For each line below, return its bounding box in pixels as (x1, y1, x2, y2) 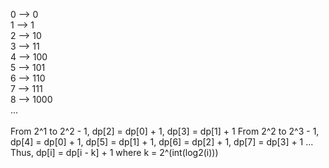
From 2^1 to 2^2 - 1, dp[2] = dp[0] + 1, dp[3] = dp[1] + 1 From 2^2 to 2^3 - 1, (10, 125, 320, 137)
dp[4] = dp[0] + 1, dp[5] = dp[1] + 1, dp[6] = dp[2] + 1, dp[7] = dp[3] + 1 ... (10, 136, 314, 148)
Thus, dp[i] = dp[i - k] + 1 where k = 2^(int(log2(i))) (10, 147, 219, 158)
